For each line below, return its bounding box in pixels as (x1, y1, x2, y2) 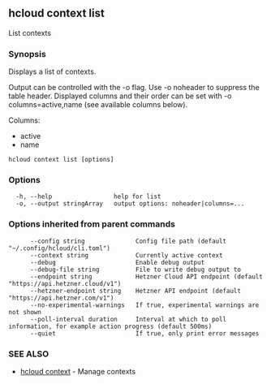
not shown (8, 308, 42, 316)
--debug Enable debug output (29, 258, 205, 266)
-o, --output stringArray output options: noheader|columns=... (15, 200, 245, 208)
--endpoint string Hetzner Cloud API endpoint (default (29, 272, 264, 281)
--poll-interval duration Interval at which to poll (29, 315, 227, 323)
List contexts (8, 28, 51, 37)
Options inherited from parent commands (8, 218, 176, 230)
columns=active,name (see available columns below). (8, 100, 188, 110)
